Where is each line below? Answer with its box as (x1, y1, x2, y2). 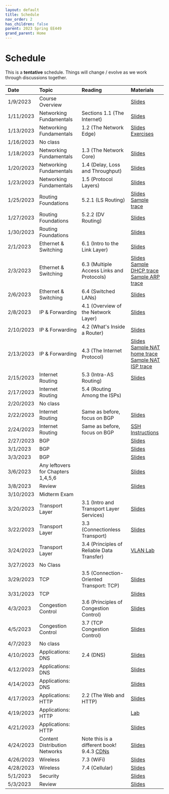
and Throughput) (81, 167, 122, 174)
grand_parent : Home (5, 31, 46, 36)
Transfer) (81, 553, 104, 560)
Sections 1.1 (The (81, 109, 124, 116)
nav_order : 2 (5, 17, 33, 22)
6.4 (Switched (81, 288, 115, 295)
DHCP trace (130, 267, 159, 274)
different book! (81, 742, 117, 749)
